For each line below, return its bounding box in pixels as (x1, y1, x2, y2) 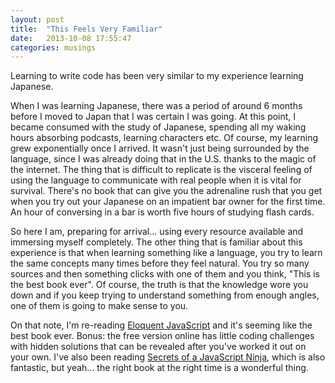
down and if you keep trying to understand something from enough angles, (10, 289, 320, 301)
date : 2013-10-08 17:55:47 (10, 33, 132, 43)
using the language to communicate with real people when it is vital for (10, 174, 302, 186)
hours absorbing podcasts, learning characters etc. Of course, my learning (10, 132, 318, 144)
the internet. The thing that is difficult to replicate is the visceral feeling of (10, 164, 313, 176)
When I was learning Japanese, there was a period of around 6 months (10, 100, 303, 112)
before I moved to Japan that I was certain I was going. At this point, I (10, 111, 297, 123)
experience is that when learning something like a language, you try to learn (10, 247, 323, 259)
